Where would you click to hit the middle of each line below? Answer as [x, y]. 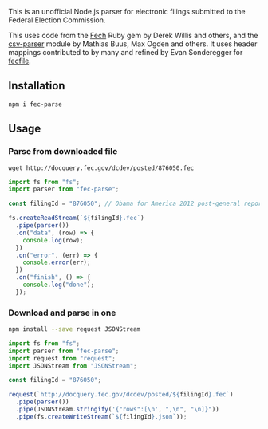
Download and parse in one [62, 313]
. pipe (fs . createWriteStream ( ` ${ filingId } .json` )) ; [101, 417]
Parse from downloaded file [63, 152]
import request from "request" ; [62, 358]
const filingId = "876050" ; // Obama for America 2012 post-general [124, 204]
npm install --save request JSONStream [75, 329]
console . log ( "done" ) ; [58, 285]
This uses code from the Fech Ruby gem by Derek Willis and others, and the [133, 35]
